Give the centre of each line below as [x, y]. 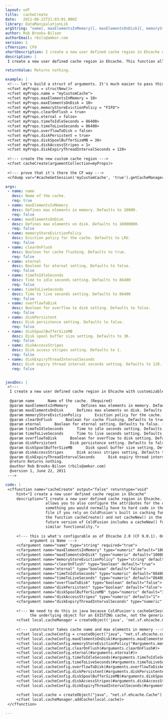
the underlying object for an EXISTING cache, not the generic [97, 615]
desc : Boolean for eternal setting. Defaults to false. [71, 266]
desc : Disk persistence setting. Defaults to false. [68, 322]
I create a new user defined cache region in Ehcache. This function [81, 61]
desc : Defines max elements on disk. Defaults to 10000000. [76, 224]
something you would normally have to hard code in [100, 508]
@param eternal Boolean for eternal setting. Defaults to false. [85, 424]
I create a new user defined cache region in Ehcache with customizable [87, 392]
